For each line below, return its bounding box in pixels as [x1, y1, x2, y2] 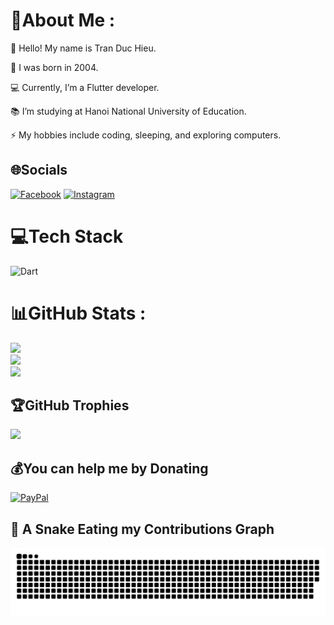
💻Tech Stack [10, 225, 124, 248]
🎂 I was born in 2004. [10, 61, 99, 73]
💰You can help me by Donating [10, 460, 209, 477]
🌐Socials [10, 162, 68, 179]
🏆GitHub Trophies [10, 397, 130, 414]
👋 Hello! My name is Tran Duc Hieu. [10, 42, 157, 54]
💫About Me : [10, 9, 116, 32]
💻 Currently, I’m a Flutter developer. [10, 81, 160, 93]
